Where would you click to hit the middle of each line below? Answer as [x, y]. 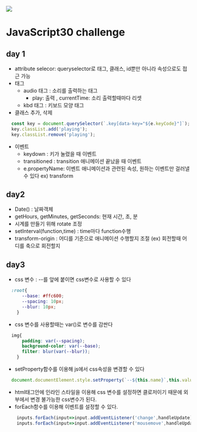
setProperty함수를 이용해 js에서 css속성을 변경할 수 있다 [79, 369]
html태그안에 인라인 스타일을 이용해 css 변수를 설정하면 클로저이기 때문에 [98, 392]
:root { [19, 291]
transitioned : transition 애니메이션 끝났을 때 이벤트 [82, 161]
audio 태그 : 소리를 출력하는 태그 [60, 90]
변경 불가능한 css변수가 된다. [63, 399]
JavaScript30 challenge [66, 32]
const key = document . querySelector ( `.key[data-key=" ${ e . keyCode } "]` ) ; [101, 124]
